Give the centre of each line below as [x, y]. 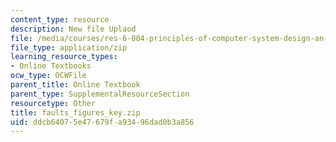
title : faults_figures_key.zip [75, 112]
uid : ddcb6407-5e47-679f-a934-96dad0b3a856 [102, 122]
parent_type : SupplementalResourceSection [100, 94]
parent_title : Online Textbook [75, 85]
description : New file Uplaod [73, 29]
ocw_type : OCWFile [48, 76]
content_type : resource [60, 19]
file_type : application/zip [69, 47]
